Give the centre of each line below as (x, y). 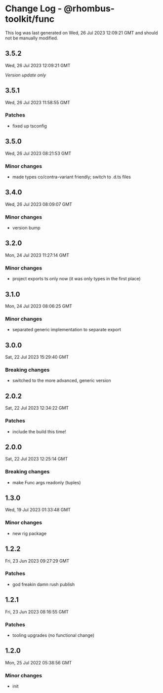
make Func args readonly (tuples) (46, 482)
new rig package (29, 533)
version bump (26, 228)
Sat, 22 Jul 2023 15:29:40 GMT (37, 357)
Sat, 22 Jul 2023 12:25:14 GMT (37, 459)
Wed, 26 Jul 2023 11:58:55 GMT (38, 102)
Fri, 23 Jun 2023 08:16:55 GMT (37, 612)
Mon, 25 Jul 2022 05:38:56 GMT (39, 662)
